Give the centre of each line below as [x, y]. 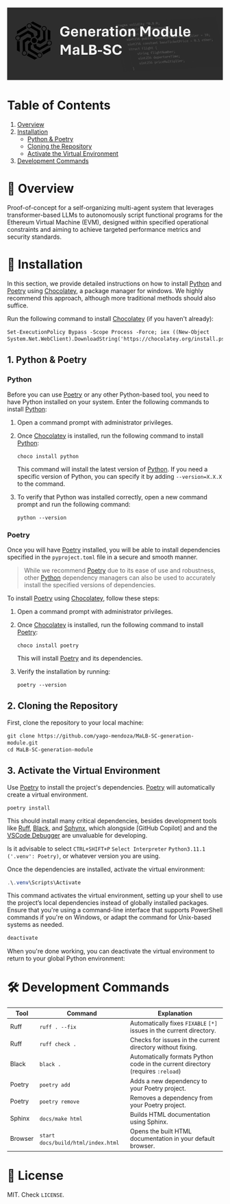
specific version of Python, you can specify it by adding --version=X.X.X [119, 476]
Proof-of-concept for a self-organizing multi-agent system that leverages [111, 207]
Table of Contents [59, 105]
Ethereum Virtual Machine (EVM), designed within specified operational [108, 222]
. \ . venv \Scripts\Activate [44, 882]
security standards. [34, 237]
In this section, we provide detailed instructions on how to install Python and [115, 283]
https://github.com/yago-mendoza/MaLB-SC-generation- [116, 736]
